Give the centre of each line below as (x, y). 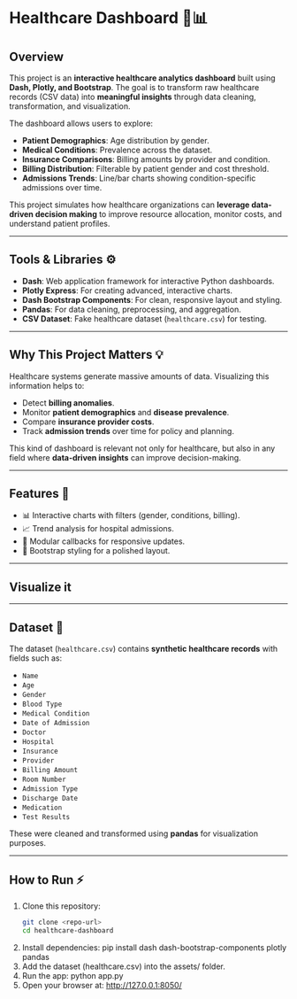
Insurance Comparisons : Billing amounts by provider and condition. (146, 159)
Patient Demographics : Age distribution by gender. (115, 140)
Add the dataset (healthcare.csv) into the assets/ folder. (123, 966)
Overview (37, 56)
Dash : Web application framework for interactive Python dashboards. (148, 281)
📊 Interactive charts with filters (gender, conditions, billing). (131, 515)
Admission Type (50, 789)
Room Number (44, 780)
